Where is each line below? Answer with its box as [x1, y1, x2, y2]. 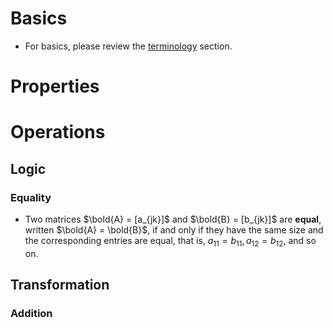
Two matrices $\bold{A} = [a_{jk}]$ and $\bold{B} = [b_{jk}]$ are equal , [24, 213, 322, 225]
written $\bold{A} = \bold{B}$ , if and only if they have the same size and [24, 224, 324, 236]
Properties [10, 75, 100, 98]
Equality [10, 190, 52, 204]
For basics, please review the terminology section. [24, 40, 233, 52]
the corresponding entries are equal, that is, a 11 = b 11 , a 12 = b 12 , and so [24, 235, 317, 249]
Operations [10, 121, 106, 144]
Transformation [10, 277, 110, 294]
